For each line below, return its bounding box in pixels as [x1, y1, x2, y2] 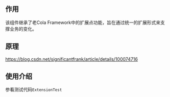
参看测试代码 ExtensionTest [5, 86, 62, 93]
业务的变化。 [9, 26, 37, 32]
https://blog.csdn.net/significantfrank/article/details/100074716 [5, 56, 138, 62]
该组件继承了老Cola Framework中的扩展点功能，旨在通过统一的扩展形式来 [5, 19, 161, 26]
